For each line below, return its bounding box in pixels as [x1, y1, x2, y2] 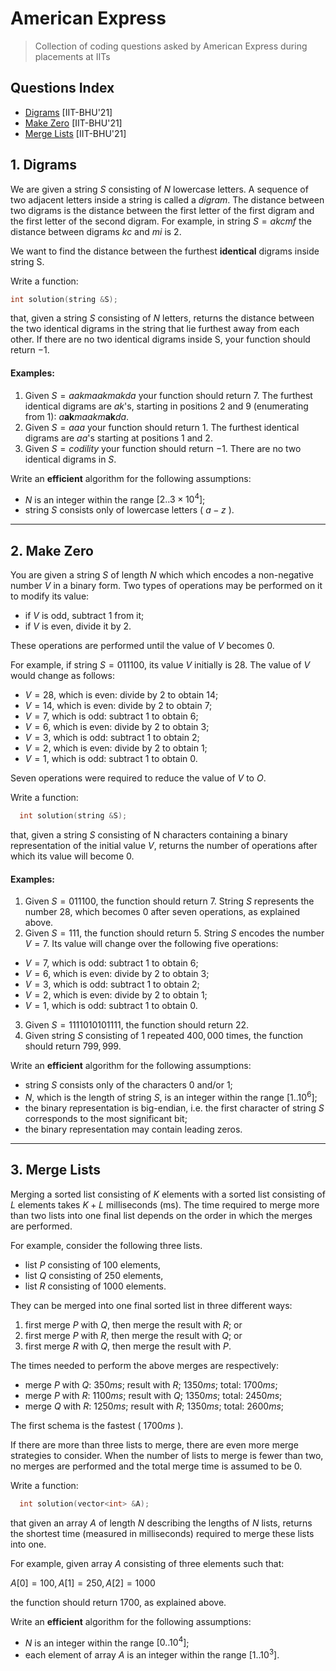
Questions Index [10, 80, 115, 97]
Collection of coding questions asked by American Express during [34, 40, 308, 52]
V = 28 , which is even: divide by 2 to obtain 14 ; [24, 689, 219, 701]
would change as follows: [10, 670, 116, 682]
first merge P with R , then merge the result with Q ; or [24, 1329, 243, 1341]
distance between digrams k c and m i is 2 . [10, 225, 182, 237]
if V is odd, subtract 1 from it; [24, 610, 145, 622]
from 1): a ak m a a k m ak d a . [24, 410, 130, 422]
